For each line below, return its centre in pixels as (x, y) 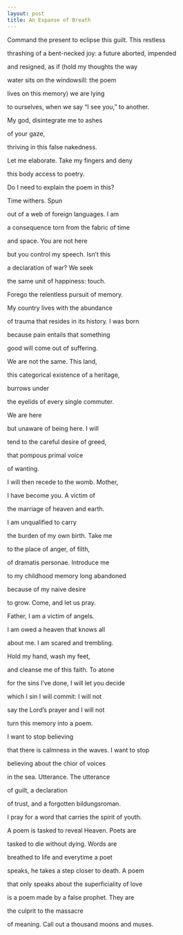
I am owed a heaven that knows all (56, 629)
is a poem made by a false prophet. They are (71, 897)
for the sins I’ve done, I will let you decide (66, 683)
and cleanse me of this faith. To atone (61, 669)
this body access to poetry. (46, 174)
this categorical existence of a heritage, (64, 375)
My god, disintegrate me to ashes (55, 120)
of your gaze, (26, 133)
